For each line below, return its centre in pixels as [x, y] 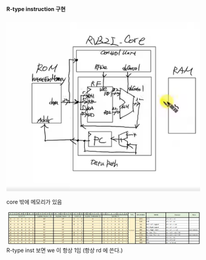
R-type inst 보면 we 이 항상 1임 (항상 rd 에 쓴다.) [65, 250]
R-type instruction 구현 [36, 9]
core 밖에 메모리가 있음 [34, 202]
